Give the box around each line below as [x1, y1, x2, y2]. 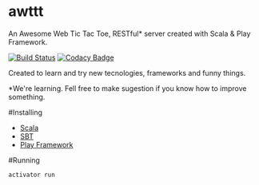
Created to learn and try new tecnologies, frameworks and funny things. [8, 68, 246, 77]
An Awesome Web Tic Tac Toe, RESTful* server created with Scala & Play [8, 29, 251, 38]
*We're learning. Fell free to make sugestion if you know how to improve [8, 83, 247, 93]
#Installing [8, 107, 42, 117]
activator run [8, 171, 56, 179]
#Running [8, 155, 40, 165]
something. [8, 92, 46, 101]
